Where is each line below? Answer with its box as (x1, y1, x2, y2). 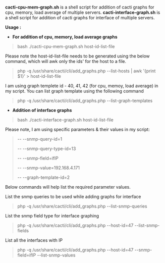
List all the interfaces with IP (5, 237, 63, 243)
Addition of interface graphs (12, 107, 72, 113)
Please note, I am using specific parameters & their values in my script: (5, 126, 150, 132)
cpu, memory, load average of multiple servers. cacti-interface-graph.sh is (5, 9, 160, 15)
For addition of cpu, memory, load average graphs (12, 34, 118, 40)
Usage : (5, 24, 21, 30)
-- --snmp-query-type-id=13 (17, 146, 76, 152)
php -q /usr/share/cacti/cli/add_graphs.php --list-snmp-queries (17, 203, 148, 209)
